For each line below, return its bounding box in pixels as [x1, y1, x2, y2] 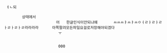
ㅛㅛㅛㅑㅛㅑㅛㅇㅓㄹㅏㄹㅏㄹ [113, 20, 162, 25]
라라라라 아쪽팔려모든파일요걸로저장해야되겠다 [24, 25, 115, 30]
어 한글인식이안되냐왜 [56, 20, 98, 25]
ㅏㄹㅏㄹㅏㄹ [4, 25, 25, 30]
